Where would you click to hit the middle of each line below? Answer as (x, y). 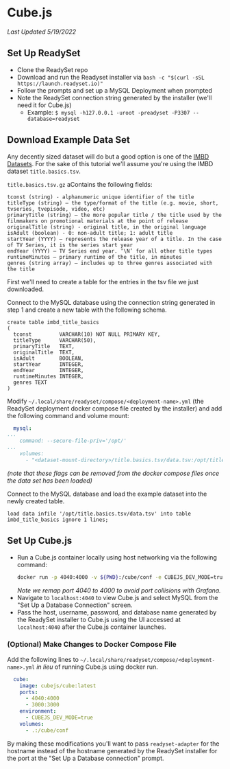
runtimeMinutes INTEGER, (49, 376)
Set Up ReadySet (44, 53)
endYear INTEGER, (49, 370)
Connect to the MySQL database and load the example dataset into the (107, 494)
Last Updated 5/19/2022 (42, 32)
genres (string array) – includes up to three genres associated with (110, 263)
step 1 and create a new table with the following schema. (87, 310)
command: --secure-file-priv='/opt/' (73, 441)
